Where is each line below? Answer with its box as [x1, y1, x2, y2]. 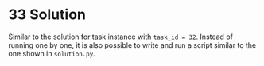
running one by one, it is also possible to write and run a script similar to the [8, 40, 257, 49]
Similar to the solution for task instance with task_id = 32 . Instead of [8, 32, 233, 41]
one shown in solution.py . [8, 49, 95, 58]
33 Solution [8, 6, 86, 24]
